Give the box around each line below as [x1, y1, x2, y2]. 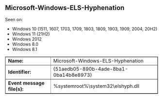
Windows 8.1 [12, 46, 37, 52]
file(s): [8, 86, 24, 92]
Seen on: [5, 16, 23, 22]
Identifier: [8, 68, 32, 75]
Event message [8, 79, 45, 86]
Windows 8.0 [12, 41, 39, 47]
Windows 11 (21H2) [12, 31, 50, 37]
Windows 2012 [12, 36, 42, 42]
